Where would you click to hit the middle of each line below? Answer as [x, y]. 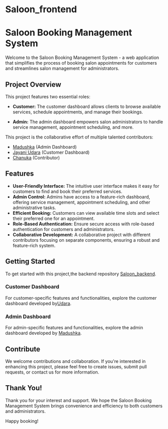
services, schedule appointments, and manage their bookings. [78, 112]
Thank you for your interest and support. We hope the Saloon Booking [78, 400]
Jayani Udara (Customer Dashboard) [51, 152]
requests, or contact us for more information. [52, 372]
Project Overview [33, 84]
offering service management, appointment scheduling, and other [81, 202]
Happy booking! [22, 421]
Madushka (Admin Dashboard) [45, 147]
